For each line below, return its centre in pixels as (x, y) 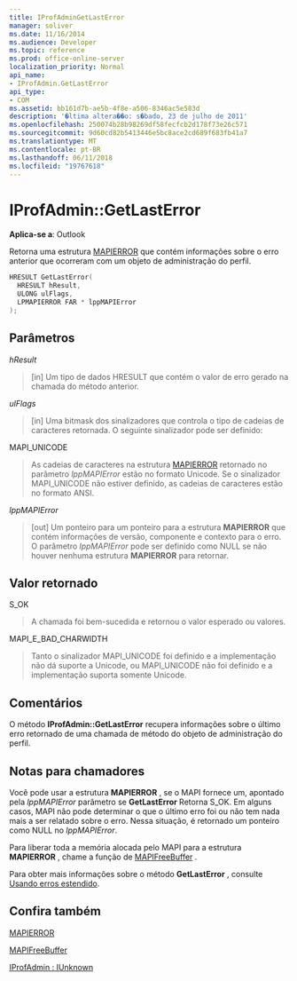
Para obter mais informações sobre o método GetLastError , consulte (136, 874)
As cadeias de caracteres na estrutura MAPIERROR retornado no (149, 464)
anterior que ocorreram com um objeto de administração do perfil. (130, 261)
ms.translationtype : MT (53, 141)
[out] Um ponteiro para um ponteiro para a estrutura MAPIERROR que (158, 527)
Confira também (55, 911)
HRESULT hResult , (49, 286)
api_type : (27, 91)
